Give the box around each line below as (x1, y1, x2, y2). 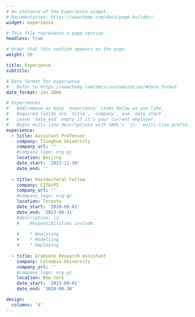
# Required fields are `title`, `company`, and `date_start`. (6, 111, 167, 117)
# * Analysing (16, 231, 59, 237)
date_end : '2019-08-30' (16, 286, 75, 292)
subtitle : (6, 68, 31, 74)
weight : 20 (6, 52, 33, 58)
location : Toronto (16, 198, 62, 205)
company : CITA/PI (16, 182, 59, 188)
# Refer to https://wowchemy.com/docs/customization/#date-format (6, 84, 177, 90)
